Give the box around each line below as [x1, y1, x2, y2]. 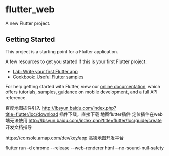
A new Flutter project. [5, 20, 51, 26]
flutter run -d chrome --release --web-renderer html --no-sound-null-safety [5, 145, 164, 151]
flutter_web [5, 4, 55, 15]
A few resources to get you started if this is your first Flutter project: [5, 58, 147, 65]
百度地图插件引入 [5, 105, 41, 111]
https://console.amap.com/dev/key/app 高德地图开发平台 [5, 135, 124, 141]
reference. [5, 94, 27, 100]
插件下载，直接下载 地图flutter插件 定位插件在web [59, 111, 163, 117]
